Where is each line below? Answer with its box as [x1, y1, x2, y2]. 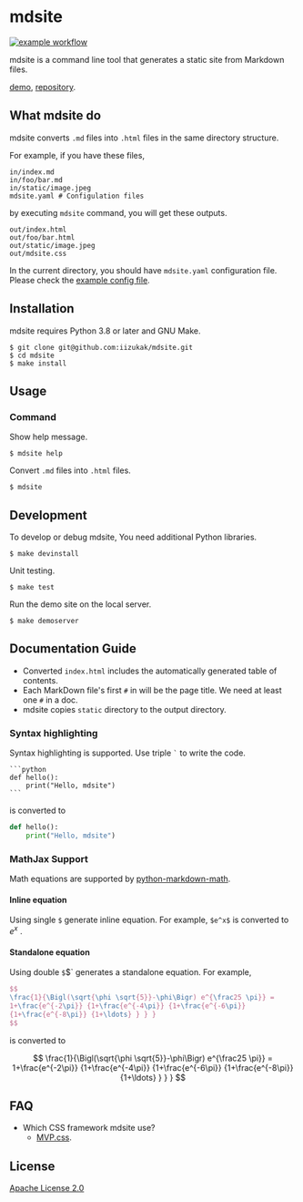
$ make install [9, 358, 67, 368]
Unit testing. [9, 565, 56, 576]
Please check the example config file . [9, 274, 150, 285]
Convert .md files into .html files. [9, 465, 132, 476]
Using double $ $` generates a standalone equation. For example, [9, 967, 252, 978]
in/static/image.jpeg [9, 183, 92, 192]
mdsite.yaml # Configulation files [9, 191, 145, 200]
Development [9, 508, 88, 523]
